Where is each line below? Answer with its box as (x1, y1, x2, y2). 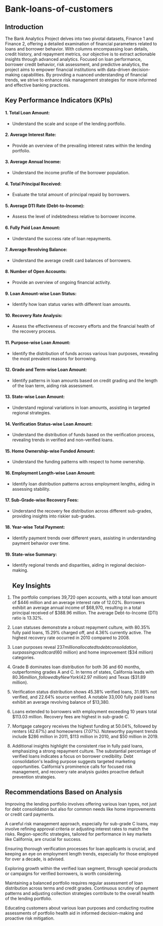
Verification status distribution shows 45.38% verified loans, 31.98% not (12, 689, 157, 695)
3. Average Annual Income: (5, 159, 61, 165)
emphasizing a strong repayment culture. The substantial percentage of (12, 748, 157, 754)
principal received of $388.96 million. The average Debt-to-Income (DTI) (12, 610, 158, 616)
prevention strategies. (12, 774, 56, 780)
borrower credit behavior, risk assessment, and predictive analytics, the (5, 62, 149, 67)
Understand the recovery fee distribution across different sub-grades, (12, 508, 152, 514)
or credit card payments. (5, 811, 54, 817)
